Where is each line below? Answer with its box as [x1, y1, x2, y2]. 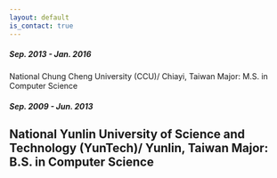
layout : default [9, 12, 69, 22]
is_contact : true [9, 21, 74, 30]
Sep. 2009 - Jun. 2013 [9, 101, 94, 112]
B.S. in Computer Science [9, 155, 154, 170]
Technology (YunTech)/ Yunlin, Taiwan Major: [9, 141, 269, 156]
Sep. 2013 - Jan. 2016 [9, 49, 92, 60]
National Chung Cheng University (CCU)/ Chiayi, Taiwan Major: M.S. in [9, 71, 269, 82]
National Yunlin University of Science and [9, 126, 246, 142]
